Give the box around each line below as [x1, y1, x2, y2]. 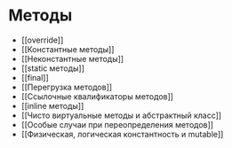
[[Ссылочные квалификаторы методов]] [20, 90, 174, 102]
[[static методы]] [20, 63, 85, 74]
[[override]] [20, 35, 64, 45]
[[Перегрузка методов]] [20, 82, 113, 92]
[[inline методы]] [20, 100, 84, 111]
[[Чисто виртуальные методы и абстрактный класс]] [20, 110, 222, 121]
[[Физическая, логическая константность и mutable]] [20, 129, 224, 139]
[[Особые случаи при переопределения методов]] [20, 119, 214, 129]
